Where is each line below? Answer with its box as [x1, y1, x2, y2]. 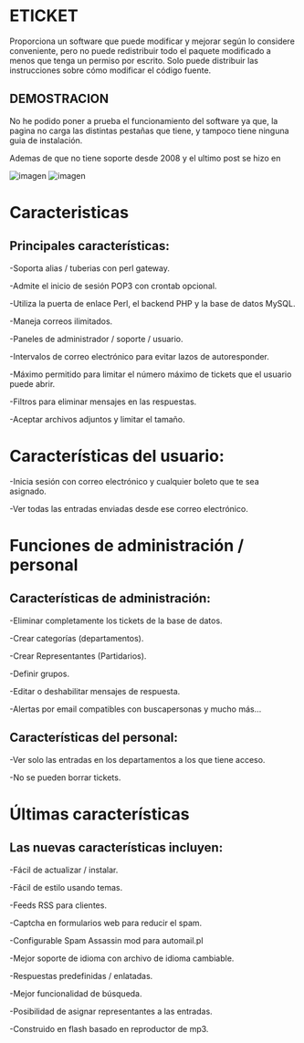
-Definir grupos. [9, 668, 70, 679]
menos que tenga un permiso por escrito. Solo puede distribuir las [9, 55, 258, 66]
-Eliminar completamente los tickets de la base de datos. [9, 615, 223, 626]
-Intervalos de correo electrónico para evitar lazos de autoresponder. [9, 350, 269, 361]
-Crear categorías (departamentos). [9, 632, 144, 643]
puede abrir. [9, 378, 56, 389]
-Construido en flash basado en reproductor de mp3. [9, 1023, 209, 1034]
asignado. [9, 485, 47, 496]
